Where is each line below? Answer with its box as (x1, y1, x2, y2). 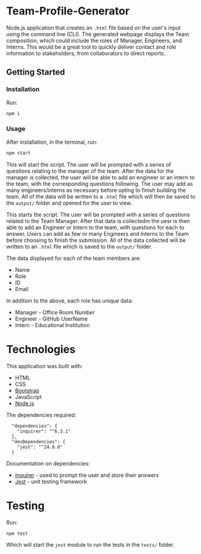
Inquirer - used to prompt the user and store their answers (14, 471, 159, 479)
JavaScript (14, 393, 42, 401)
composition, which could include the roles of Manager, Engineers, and (6, 37, 182, 44)
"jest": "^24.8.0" (17, 444, 63, 450)
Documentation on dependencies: (6, 460, 90, 467)
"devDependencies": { (11, 439, 66, 445)
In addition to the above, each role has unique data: (6, 297, 133, 304)
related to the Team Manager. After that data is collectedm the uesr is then (6, 217, 190, 224)
